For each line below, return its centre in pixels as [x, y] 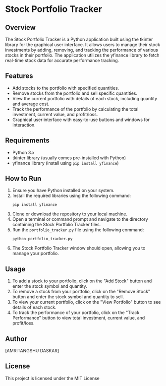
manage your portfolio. [36, 254]
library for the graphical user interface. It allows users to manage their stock [83, 45]
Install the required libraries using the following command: [72, 196]
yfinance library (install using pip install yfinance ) [65, 163]
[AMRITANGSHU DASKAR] [32, 351]
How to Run [23, 179]
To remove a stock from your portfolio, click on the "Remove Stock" [81, 292]
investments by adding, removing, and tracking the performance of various [82, 50]
